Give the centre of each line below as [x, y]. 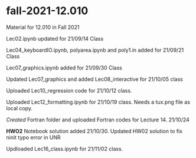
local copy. [19, 108]
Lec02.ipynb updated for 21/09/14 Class [55, 38]
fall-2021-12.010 [47, 11]
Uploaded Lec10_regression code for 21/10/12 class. [69, 90]
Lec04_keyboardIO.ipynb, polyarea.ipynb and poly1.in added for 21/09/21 [95, 50]
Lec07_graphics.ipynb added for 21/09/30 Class [64, 68]
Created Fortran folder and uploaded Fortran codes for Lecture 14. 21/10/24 [98, 120]
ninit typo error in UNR [33, 137]
